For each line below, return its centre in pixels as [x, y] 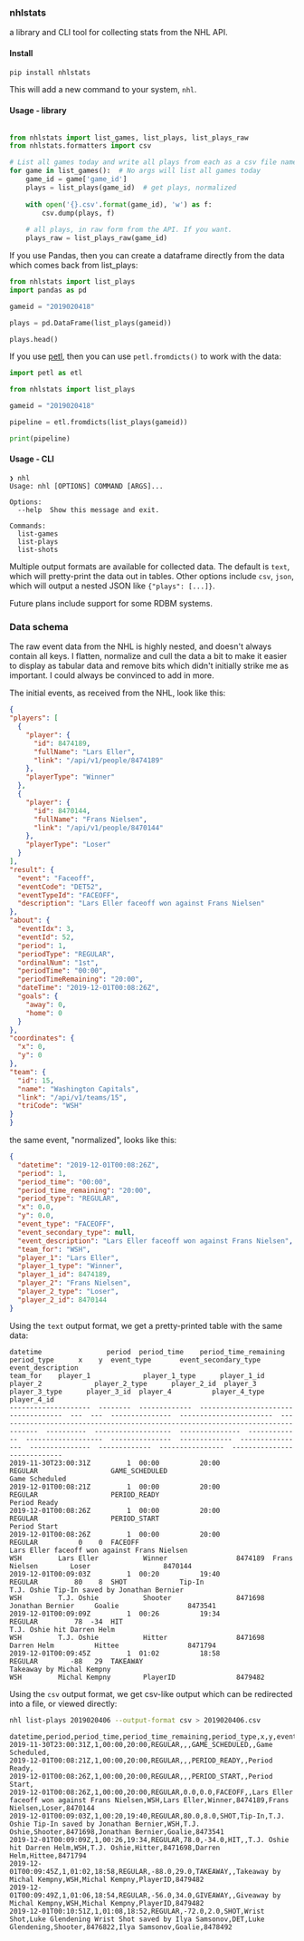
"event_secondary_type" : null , [76, 1232]
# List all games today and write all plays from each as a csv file [143, 162]
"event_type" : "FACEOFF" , [66, 1224]
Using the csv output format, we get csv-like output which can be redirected [151, 1694]
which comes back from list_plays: [74, 266]
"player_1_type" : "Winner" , [71, 1267]
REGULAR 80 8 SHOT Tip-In [107, 1582]
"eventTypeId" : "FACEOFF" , [68, 895]
